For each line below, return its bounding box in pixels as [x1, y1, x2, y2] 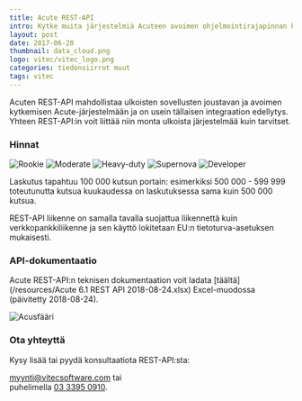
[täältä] [213, 275, 241, 286]
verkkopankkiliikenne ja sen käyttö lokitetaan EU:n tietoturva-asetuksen [9, 223, 274, 233]
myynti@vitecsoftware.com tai [9, 371, 122, 383]
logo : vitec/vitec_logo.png [9, 55, 115, 64]
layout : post [9, 30, 58, 39]
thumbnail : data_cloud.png [9, 47, 111, 56]
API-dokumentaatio [9, 254, 97, 267]
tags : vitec [9, 72, 54, 81]
